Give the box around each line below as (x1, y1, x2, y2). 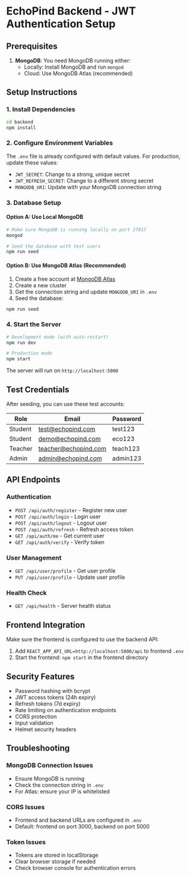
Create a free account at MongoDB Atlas (14, 275, 115, 283)
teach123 (112, 445, 140, 453)
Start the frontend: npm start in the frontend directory (14, 654, 149, 661)
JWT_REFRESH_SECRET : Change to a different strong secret (14, 177, 154, 184)
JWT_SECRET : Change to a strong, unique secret (14, 171, 130, 178)
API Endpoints (6, 475, 61, 485)
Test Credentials (6, 384, 70, 395)
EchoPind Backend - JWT (6, 4, 136, 18)
